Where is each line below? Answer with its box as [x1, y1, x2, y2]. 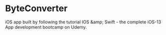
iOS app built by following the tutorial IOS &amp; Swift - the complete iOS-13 [5, 19, 162, 25]
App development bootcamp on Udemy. [5, 24, 87, 30]
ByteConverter [5, 3, 68, 14]
